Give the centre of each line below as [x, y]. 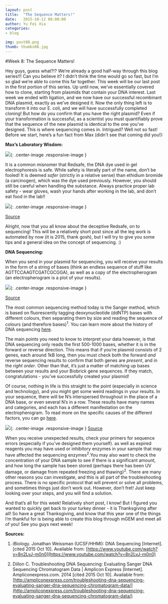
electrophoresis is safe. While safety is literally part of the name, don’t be [81, 170]
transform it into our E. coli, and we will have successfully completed [76, 108]
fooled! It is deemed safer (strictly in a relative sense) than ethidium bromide [84, 175]
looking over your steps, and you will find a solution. [59, 493]
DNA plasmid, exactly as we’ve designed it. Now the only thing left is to [78, 103]
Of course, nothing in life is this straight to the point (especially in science [81, 386]
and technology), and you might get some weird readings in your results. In [83, 391]
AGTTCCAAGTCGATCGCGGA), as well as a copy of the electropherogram [81, 272]
